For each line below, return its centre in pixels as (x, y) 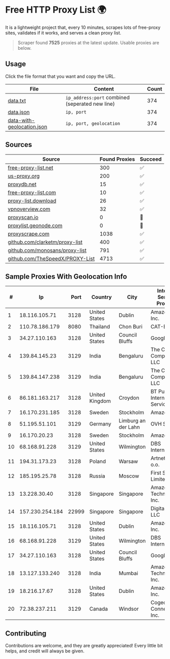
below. (25, 48)
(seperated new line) (90, 104)
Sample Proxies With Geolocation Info (66, 276)
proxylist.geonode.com (35, 225)
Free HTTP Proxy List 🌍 (56, 10)
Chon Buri (131, 327)
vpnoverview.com (29, 209)
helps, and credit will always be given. (45, 651)
